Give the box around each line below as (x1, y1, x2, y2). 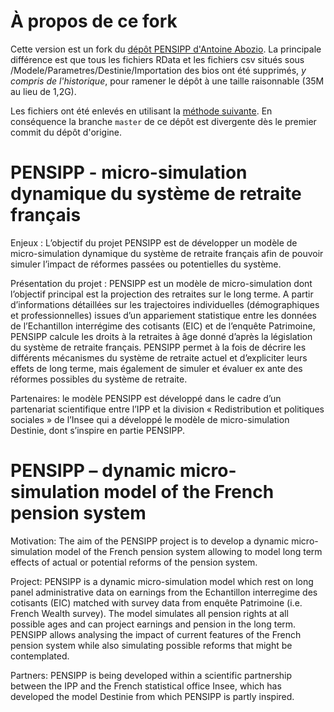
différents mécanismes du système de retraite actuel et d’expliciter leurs (10, 351, 308, 364)
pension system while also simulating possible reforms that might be (10, 639, 293, 651)
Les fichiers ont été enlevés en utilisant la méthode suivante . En (10, 105, 273, 117)
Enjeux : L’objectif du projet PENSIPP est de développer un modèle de (10, 236, 298, 249)
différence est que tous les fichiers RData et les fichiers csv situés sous (10, 53, 305, 65)
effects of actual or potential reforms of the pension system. (10, 556, 258, 568)
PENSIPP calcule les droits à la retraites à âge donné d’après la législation (10, 330, 313, 342)
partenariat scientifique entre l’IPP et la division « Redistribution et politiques (10, 403, 325, 415)
